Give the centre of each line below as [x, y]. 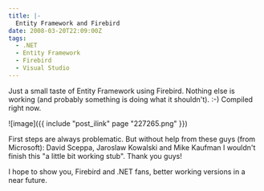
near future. [28, 180]
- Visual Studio [43, 68]
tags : [17, 38]
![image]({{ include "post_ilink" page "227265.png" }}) [98, 123]
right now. [25, 108]
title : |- [25, 16]
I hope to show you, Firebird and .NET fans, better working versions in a [127, 171]
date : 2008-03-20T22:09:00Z [55, 30]
